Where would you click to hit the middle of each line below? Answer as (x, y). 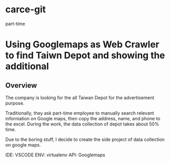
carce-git (26, 10)
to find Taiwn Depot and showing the (85, 56)
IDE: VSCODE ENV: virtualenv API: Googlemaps (55, 155)
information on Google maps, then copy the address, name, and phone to (83, 118)
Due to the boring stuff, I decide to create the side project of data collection (85, 139)
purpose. (15, 103)
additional (27, 67)
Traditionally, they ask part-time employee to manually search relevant (80, 113)
